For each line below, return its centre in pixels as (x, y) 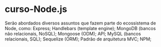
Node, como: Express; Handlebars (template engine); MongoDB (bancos (80, 28)
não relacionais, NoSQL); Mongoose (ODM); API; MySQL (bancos (73, 33)
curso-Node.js (36, 9)
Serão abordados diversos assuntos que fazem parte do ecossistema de (80, 23)
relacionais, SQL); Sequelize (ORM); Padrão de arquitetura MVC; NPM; (78, 39)
